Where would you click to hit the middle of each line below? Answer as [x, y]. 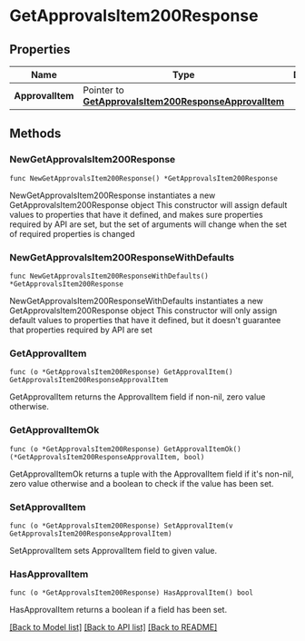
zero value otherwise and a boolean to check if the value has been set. [142, 483]
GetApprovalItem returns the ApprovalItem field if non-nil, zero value [138, 397]
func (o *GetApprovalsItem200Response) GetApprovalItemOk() [126, 449]
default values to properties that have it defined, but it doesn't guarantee [145, 320]
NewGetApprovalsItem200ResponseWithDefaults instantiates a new [136, 301]
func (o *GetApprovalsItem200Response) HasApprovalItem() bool [132, 593]
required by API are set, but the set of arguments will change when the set [148, 224]
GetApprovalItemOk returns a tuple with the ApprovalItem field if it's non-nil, [152, 474]
